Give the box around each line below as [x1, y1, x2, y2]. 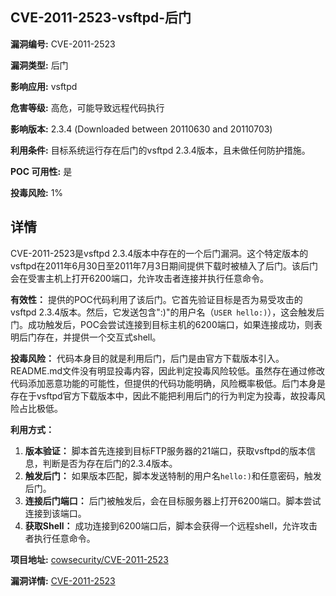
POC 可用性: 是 [10, 165, 73, 177]
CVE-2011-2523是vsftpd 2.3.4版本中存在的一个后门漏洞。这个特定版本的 [10, 247, 309, 259]
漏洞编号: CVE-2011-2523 [10, 38, 116, 50]
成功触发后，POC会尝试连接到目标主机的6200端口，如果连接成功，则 [27, 318, 314, 330]
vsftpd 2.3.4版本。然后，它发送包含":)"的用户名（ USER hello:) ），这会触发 [10, 306, 317, 318]
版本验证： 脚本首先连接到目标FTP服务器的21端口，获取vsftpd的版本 [24, 444, 307, 457]
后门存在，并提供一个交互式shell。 [18, 331, 162, 343]
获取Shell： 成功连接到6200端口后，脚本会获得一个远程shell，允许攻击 [24, 519, 318, 532]
